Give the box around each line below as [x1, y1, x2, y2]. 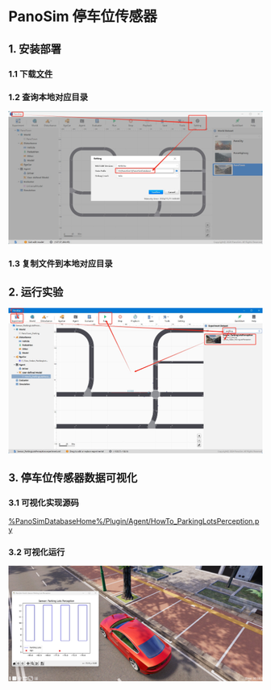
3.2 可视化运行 [8, 546, 65, 558]
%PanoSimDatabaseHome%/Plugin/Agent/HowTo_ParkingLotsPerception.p [8, 516, 260, 525]
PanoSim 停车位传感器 [8, 7, 157, 26]
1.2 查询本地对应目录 [8, 92, 89, 103]
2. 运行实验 [8, 286, 64, 299]
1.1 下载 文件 [8, 68, 53, 79]
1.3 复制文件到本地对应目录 [8, 258, 113, 270]
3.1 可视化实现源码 [8, 497, 79, 508]
